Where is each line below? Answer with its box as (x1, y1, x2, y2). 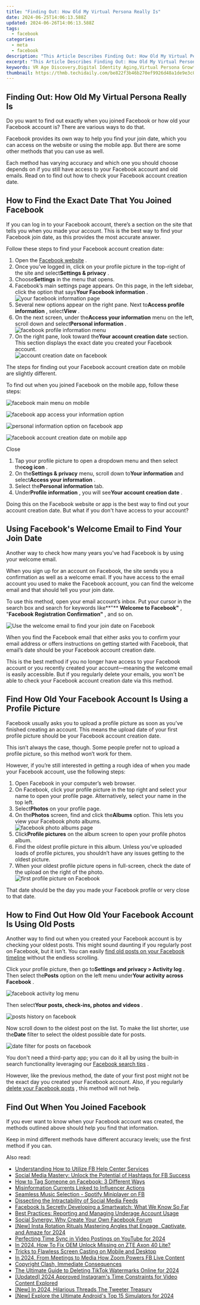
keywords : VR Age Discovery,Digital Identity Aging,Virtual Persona (6, 64, 180, 70)
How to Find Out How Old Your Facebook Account (6, 910, 194, 920)
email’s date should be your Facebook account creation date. (6, 646, 156, 653)
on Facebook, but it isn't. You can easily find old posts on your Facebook (6, 948, 185, 955)
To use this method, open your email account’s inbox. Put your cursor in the (6, 598, 192, 605)
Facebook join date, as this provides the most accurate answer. (6, 234, 161, 241)
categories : (6, 36, 36, 42)
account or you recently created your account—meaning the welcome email (6, 664, 193, 671)
